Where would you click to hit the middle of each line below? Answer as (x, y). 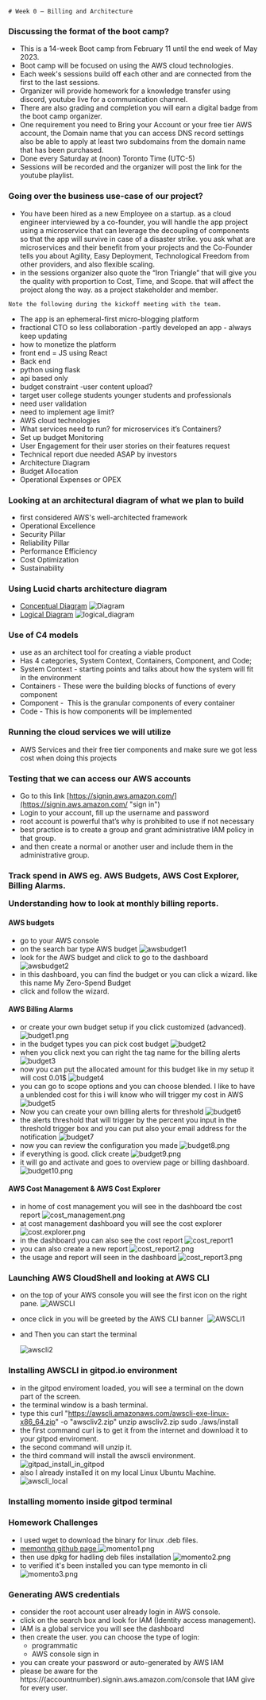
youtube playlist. (46, 176)
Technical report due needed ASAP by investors (98, 454)
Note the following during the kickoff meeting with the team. (115, 304)
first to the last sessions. (60, 83)
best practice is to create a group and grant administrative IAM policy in (137, 830)
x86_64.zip (37, 1422)
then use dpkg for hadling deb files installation (96, 1557)
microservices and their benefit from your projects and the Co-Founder (136, 247)
